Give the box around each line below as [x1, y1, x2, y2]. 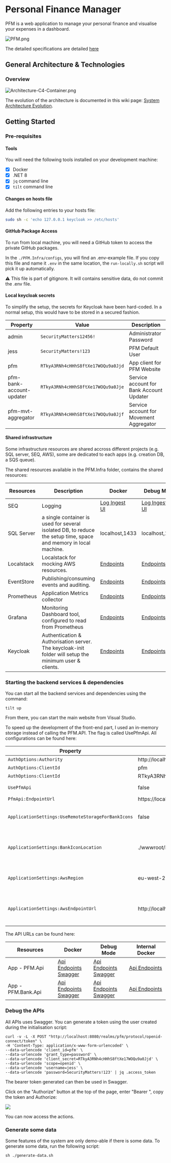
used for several [41, 520, 80, 527]
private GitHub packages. [5, 245, 59, 251]
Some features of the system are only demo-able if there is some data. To [5, 1138, 160, 1144]
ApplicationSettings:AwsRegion [8, 875, 84, 881]
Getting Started [5, 117, 55, 126]
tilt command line [12, 184, 53, 190]
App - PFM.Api [8, 965, 44, 972]
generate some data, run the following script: [5, 1143, 100, 1149]
